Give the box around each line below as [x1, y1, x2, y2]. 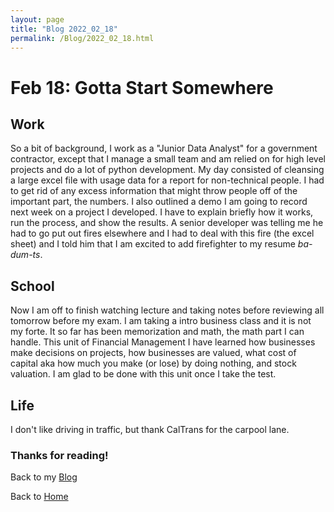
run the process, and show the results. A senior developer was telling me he [10, 217, 324, 229]
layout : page [10, 14, 65, 25]
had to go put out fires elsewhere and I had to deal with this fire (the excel [10, 227, 315, 240]
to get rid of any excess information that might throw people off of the [10, 185, 298, 197]
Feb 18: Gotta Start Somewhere [10, 76, 274, 99]
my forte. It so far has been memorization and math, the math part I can [10, 326, 305, 338]
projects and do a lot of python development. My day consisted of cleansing [10, 164, 325, 176]
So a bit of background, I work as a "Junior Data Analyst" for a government [10, 142, 318, 155]
